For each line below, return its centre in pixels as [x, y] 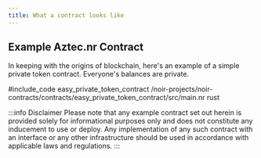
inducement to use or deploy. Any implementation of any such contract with [130, 129]
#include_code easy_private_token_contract [79, 89]
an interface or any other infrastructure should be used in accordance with [129, 138]
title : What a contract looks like [66, 15]
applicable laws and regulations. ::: [64, 146]
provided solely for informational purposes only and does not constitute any [130, 121]
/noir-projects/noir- [182, 89]
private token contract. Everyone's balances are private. [99, 74]
